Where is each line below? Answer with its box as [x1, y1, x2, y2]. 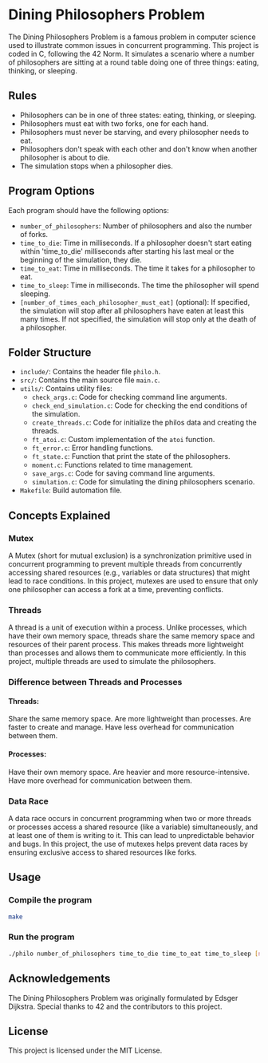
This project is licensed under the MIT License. [8, 1045, 163, 1055]
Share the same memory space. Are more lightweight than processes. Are [8, 714, 251, 724]
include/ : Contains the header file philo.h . [19, 367, 161, 377]
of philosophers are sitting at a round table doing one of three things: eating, [8, 57, 259, 67]
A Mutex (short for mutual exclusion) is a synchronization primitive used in [8, 551, 253, 560]
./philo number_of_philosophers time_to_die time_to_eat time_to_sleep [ [8, 950, 259, 958]
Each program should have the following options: [8, 205, 169, 215]
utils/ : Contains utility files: [19, 384, 113, 393]
